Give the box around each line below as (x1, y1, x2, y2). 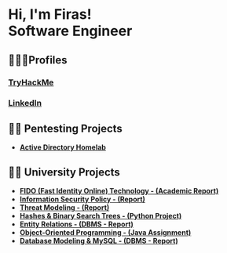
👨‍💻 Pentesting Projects (8, 121, 123, 135)
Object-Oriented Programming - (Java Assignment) (19, 228, 192, 237)
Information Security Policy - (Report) (19, 194, 145, 204)
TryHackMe (8, 77, 54, 88)
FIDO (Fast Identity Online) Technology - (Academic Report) (19, 186, 219, 196)
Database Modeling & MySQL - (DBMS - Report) (19, 237, 178, 246)
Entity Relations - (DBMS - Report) (19, 219, 134, 229)
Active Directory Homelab (19, 143, 106, 152)
